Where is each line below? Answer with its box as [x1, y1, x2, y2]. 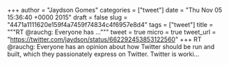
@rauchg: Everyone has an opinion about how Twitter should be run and [7, 43, 215, 50]
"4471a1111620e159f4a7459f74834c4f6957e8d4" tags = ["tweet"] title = [7, 21, 214, 28]
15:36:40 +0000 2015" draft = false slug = [7, 13, 128, 21]
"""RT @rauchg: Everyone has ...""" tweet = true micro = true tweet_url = [7, 28, 216, 36]
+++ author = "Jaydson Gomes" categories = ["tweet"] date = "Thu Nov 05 [7, 6, 223, 14]
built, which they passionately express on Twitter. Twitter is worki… [7, 50, 200, 58]
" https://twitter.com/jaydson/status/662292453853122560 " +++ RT [7, 35, 202, 44]
